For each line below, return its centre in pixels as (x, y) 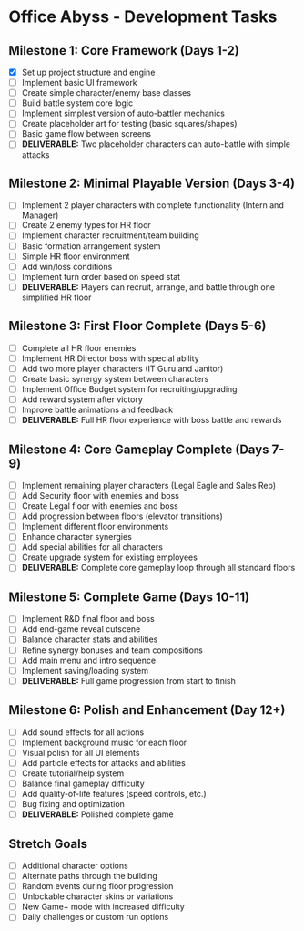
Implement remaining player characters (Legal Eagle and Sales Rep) (149, 485)
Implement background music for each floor (104, 742)
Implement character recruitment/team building (110, 235)
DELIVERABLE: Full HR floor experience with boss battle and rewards (152, 420)
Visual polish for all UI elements (81, 752)
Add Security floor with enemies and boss (100, 496)
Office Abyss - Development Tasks (143, 17)
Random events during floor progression (97, 886)
